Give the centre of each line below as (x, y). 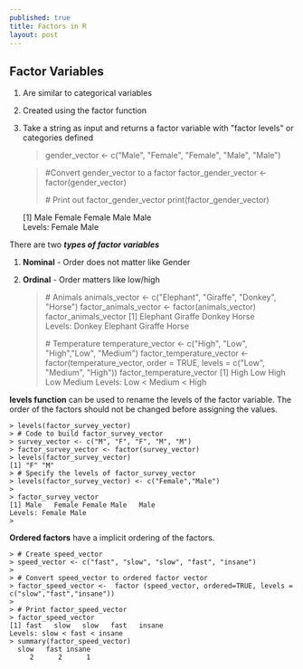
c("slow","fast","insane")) (62, 594)
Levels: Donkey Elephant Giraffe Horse (117, 326)
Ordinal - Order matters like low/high (91, 280)
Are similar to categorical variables (87, 93)
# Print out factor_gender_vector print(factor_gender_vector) (157, 200)
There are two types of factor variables (85, 244)
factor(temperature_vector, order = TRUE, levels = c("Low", (155, 363)
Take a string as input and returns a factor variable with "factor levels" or (158, 129)
